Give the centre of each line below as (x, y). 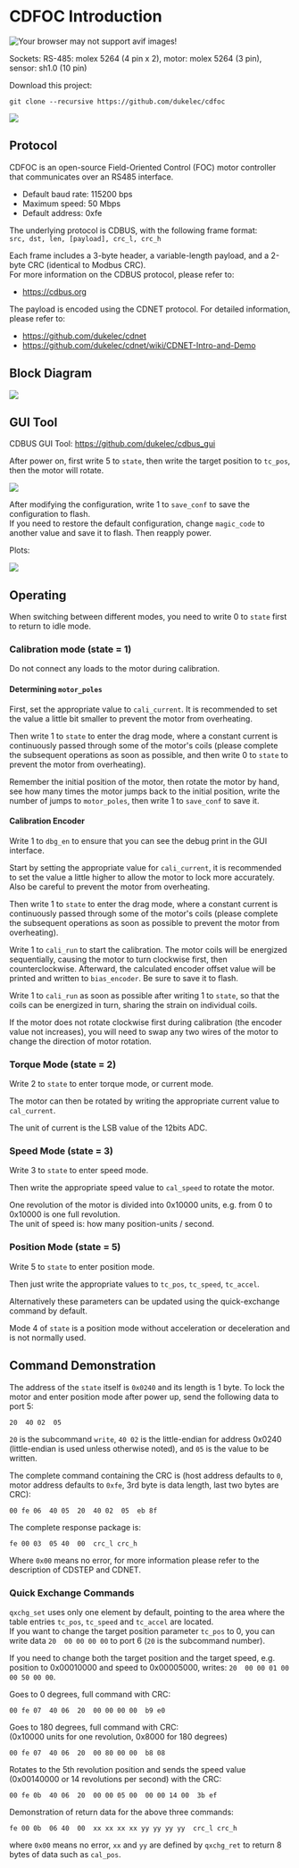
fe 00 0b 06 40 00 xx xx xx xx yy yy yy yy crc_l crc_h (124, 1828)
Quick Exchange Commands (72, 1593)
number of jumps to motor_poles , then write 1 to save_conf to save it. (134, 800)
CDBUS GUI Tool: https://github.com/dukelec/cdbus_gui (112, 444)
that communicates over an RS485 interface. (91, 177)
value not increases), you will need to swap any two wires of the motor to (144, 1031)
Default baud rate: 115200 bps (77, 194)
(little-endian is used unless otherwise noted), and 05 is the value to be (139, 1448)
